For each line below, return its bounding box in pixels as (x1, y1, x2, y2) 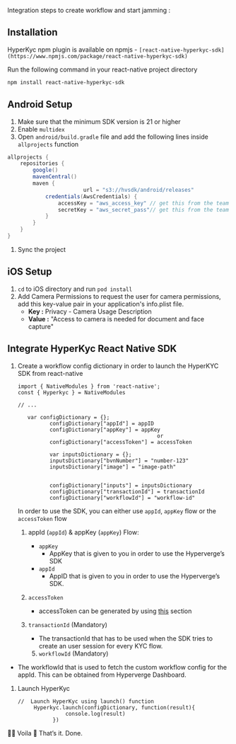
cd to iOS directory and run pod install (17, 285, 133, 293)
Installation (7, 26, 58, 38)
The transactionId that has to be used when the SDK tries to (38, 634, 213, 643)
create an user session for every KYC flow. (38, 641, 163, 650)
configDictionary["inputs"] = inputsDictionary (49, 481, 192, 489)
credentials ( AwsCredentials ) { (45, 193, 138, 200)
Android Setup (7, 98, 73, 110)
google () (33, 166, 59, 174)
